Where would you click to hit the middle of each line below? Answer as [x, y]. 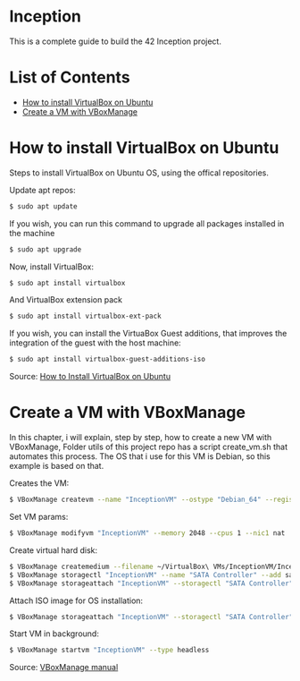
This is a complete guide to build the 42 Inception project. [115, 41]
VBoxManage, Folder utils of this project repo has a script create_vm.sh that [149, 447]
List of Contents [70, 77]
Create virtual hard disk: [54, 550]
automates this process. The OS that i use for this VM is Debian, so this [140, 456]
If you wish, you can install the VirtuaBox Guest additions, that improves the [148, 334]
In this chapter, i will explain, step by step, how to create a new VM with [141, 438]
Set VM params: [39, 517]
